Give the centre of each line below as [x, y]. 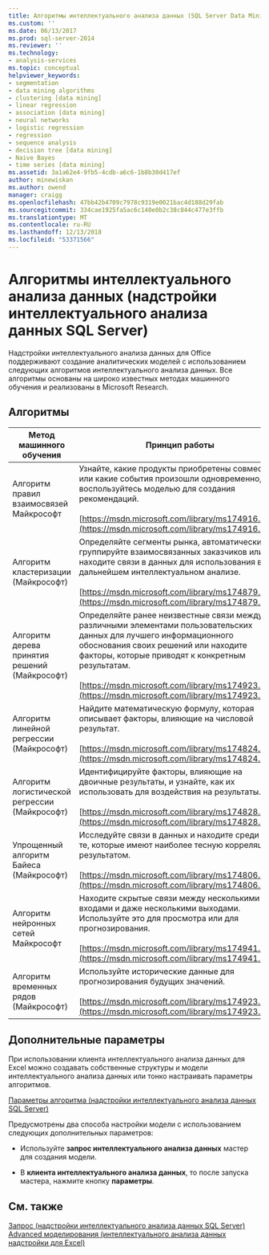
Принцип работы [180, 445]
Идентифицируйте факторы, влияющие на [161, 772]
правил [27, 493]
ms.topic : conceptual [44, 68]
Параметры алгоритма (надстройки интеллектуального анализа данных [132, 1100]
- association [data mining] [57, 113]
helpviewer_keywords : [44, 75]
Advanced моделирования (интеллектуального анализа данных [117, 1234]
